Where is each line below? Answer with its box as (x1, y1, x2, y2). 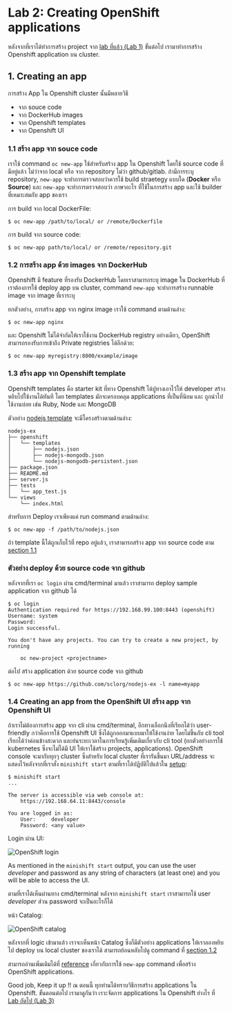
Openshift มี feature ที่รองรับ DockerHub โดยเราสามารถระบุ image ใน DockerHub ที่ (8, 276, 225, 284)
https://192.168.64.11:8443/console (20, 798, 126, 805)
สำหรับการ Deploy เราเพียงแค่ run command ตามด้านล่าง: (8, 512, 149, 520)
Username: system (8, 612, 58, 619)
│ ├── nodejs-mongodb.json (8, 451, 104, 459)
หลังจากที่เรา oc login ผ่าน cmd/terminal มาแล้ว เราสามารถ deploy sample (8, 578, 197, 587)
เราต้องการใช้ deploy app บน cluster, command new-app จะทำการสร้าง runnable (8, 283, 213, 292)
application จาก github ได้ (8, 586, 77, 595)
